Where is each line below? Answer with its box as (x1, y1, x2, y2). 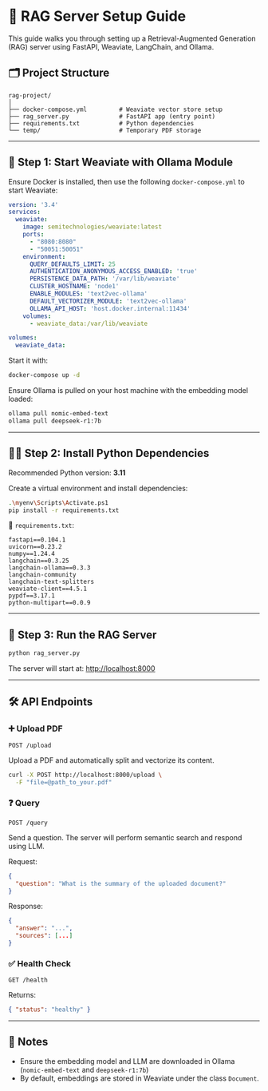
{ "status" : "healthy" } (8, 1006, 91, 1014)
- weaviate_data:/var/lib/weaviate (29, 319, 148, 327)
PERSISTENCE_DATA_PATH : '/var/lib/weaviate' (29, 275, 180, 283)
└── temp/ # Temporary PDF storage (8, 126, 202, 134)
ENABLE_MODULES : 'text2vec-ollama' (29, 290, 148, 298)
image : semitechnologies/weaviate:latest (22, 223, 162, 231)
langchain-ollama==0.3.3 (8, 564, 91, 572)
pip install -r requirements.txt (8, 506, 120, 514)
